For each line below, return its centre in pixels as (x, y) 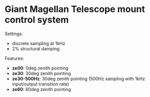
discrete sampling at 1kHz (39, 43)
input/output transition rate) (40, 84)
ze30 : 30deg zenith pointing (41, 73)
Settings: (14, 33)
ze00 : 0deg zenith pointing (40, 68)
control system (37, 20)
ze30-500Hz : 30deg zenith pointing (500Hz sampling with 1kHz (79, 78)
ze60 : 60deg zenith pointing (41, 89)
